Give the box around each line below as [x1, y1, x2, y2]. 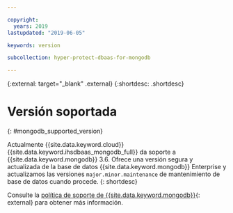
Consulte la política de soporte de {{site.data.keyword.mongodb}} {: [7, 191, 200, 199]
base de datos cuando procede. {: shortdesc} [7, 177, 138, 186]
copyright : [7, 16, 39, 23]
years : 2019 [13, 22, 49, 30]
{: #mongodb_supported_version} [7, 127, 103, 136]
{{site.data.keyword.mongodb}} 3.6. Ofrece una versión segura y [7, 155, 193, 164]
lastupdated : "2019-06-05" [7, 29, 86, 36]
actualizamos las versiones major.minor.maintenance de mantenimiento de [7, 170, 220, 178]
